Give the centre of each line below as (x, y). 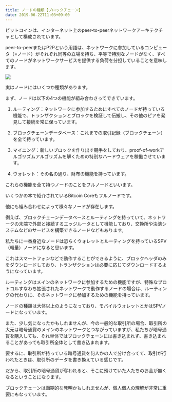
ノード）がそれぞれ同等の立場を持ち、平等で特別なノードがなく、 (87, 54)
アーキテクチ (149, 30)
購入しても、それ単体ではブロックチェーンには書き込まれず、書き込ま (88, 336)
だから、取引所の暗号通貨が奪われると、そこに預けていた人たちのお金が (82, 370)
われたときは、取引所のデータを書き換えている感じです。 (66, 359)
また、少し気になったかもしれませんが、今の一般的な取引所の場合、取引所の (86, 323)
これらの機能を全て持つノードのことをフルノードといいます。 (70, 185)
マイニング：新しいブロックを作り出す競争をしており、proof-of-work (86, 150)
